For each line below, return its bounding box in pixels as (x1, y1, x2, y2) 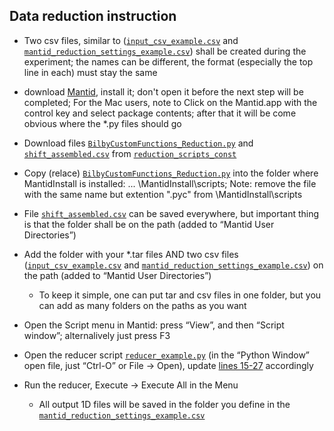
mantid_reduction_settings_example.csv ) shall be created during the (23, 45, 307, 57)
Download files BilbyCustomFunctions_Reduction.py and (23, 137, 254, 149)
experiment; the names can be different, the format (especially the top (23, 55, 314, 68)
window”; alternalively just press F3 (23, 329, 171, 341)
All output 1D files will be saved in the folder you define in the (38, 398, 291, 410)
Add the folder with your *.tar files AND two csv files (23, 248, 239, 260)
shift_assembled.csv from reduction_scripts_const (23, 147, 237, 159)
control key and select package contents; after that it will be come (23, 107, 297, 119)
